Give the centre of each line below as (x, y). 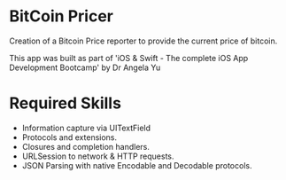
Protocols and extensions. (70, 137)
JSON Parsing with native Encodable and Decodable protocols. (137, 165)
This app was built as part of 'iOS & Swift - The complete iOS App (129, 58)
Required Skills (66, 103)
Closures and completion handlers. (86, 146)
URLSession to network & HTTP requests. (98, 156)
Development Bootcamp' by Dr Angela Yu (85, 67)
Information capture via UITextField (86, 128)
